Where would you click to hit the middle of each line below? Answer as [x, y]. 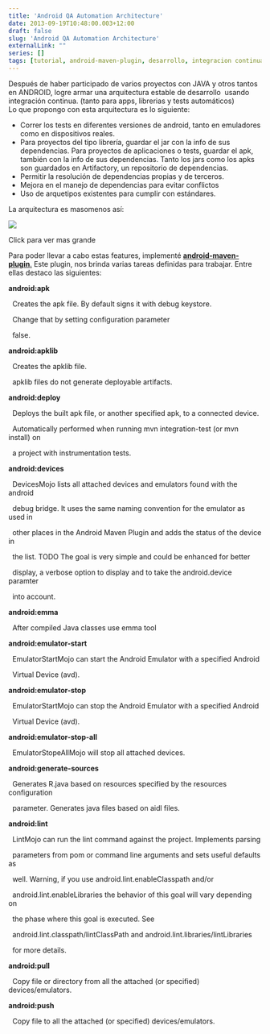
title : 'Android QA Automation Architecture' [86, 16]
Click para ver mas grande [52, 239]
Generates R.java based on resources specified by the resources [119, 783]
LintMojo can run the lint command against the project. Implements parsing [136, 839]
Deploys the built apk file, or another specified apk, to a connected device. [135, 413]
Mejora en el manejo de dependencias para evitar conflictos [119, 185]
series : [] [27, 53]
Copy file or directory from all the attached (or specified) [106, 981]
